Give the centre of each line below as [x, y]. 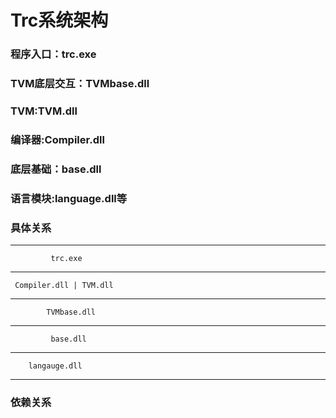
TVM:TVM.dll [44, 111]
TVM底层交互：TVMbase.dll [80, 84]
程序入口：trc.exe [53, 54]
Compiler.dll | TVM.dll [64, 286]
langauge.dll [55, 366]
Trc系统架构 [59, 20]
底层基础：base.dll [56, 169]
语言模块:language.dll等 [69, 198]
